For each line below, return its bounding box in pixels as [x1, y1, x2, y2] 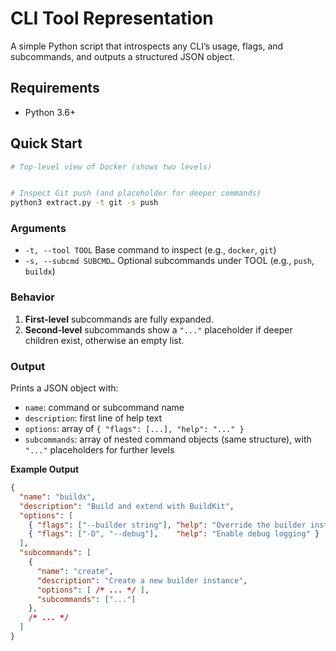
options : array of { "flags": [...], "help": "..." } [24, 423, 245, 435]
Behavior [10, 290, 55, 304]
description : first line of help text [24, 412, 163, 424]
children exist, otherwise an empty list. [24, 334, 185, 346]
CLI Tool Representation [10, 7, 214, 30]
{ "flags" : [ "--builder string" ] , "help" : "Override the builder [28, 520, 307, 530]
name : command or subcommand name [24, 402, 185, 414]
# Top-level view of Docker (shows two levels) [10, 162, 213, 172]
